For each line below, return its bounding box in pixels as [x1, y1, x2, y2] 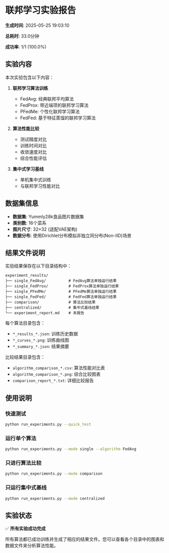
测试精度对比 [20, 136, 47, 142]
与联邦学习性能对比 [20, 183, 61, 189]
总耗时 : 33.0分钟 [5, 33, 39, 39]
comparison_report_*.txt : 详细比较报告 [12, 377, 94, 384]
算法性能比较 [12, 125, 39, 131]
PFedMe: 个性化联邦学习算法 [20, 108, 80, 114]
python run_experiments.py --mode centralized [5, 496, 105, 501]
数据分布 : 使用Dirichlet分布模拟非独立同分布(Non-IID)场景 [12, 232, 132, 238]
